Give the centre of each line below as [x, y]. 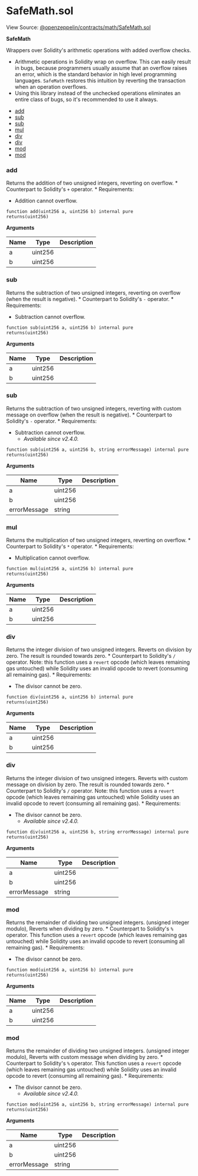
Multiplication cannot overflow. [52, 558]
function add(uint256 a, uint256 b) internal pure [70, 212]
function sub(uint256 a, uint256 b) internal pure [70, 327]
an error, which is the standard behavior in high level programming [95, 74]
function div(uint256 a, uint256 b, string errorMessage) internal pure [98, 832]
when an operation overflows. [51, 86]
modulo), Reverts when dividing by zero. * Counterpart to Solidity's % [90, 929]
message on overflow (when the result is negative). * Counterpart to [89, 415]
